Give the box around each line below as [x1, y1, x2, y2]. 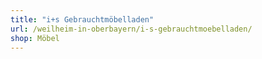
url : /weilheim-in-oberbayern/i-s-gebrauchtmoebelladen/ [10, 24, 253, 34]
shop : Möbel [10, 33, 60, 43]
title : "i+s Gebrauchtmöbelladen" [10, 14, 155, 25]
